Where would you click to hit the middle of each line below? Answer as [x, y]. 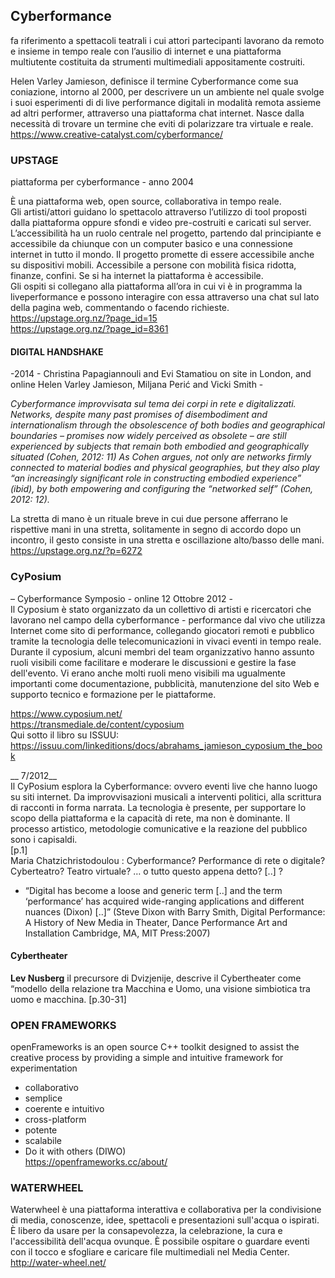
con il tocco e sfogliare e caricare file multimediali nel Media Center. [150, 1252]
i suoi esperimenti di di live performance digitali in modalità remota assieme [166, 102]
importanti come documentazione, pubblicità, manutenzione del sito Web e [165, 683]
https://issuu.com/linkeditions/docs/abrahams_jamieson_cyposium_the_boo [166, 745]
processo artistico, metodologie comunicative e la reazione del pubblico [159, 828]
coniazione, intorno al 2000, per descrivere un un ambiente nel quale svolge [167, 91]
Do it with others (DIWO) [75, 1151]
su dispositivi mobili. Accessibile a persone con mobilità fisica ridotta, [153, 265]
